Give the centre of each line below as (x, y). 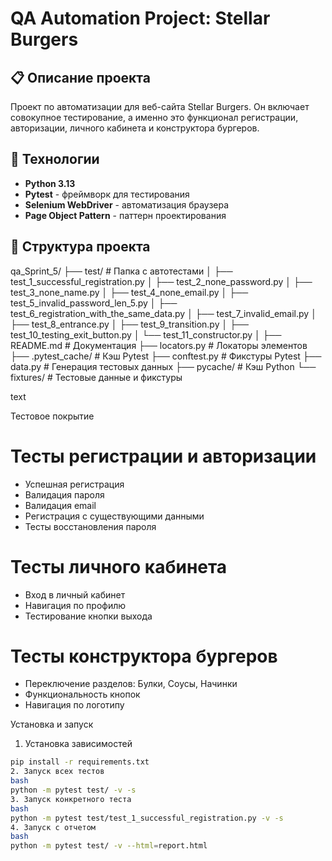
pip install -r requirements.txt (80, 762)
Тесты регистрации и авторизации (163, 456)
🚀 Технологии (55, 159)
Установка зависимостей (78, 744)
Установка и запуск (52, 724)
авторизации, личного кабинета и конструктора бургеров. (135, 128)
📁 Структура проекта (80, 247)
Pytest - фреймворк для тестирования (107, 194)
